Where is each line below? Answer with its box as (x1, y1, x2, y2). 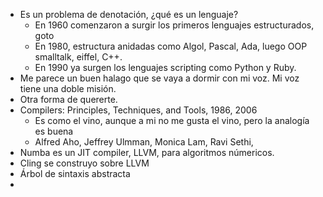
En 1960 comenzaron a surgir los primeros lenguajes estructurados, (34, 19, 315, 31)
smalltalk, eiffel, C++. (34, 51, 123, 63)
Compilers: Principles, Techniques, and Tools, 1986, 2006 (19, 104, 258, 116)
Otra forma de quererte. (19, 94, 118, 105)
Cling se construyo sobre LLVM (19, 157, 150, 169)
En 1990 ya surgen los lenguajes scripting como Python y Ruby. (34, 62, 297, 73)
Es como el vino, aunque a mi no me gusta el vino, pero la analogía (34, 115, 310, 126)
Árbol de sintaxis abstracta (19, 168, 131, 179)
